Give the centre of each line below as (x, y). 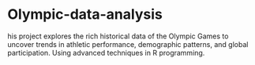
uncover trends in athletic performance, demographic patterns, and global (128, 44)
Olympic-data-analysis (85, 14)
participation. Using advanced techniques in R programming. (106, 52)
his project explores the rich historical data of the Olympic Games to (118, 36)
